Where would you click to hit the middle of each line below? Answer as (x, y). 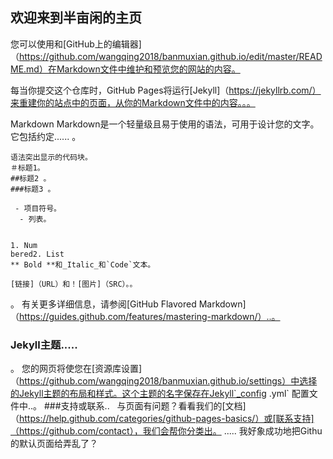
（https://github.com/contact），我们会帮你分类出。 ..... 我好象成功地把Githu (166, 431)
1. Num (24, 245)
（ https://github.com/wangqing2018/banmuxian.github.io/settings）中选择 (164, 381)
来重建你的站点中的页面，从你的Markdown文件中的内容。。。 (133, 102)
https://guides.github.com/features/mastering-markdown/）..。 (150, 316)
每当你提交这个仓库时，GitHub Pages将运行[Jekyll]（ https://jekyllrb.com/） (166, 90)
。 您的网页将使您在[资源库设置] (76, 369)
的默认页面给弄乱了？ (54, 444)
